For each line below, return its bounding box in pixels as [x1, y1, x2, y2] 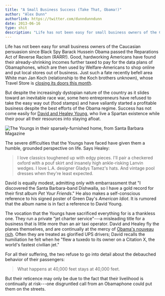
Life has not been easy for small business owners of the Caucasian [5, 44, 141, 49]
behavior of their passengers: [5, 257, 65, 262]
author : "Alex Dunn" [5, 12, 48, 17]
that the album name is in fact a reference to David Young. [5, 201, 123, 207]
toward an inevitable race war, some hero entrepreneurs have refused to [5, 95, 152, 101]
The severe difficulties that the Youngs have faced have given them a [5, 140, 145, 146]
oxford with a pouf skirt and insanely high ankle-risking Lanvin [17, 160, 143, 166]
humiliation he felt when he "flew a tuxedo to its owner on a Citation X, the [5, 237, 155, 242]
